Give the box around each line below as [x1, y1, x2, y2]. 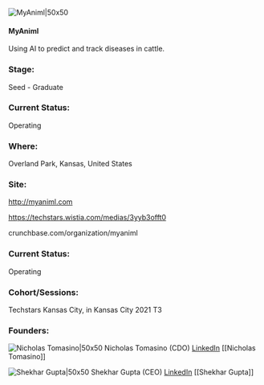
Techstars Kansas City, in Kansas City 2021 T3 [8, 305, 162, 314]
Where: [8, 141, 39, 152]
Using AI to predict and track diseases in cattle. [8, 44, 165, 54]
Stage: [8, 64, 35, 76]
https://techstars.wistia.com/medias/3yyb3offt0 [8, 213, 167, 223]
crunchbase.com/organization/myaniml [8, 228, 138, 238]
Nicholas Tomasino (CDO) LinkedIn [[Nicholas [104, 343, 256, 353]
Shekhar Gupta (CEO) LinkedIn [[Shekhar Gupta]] [91, 367, 254, 377]
